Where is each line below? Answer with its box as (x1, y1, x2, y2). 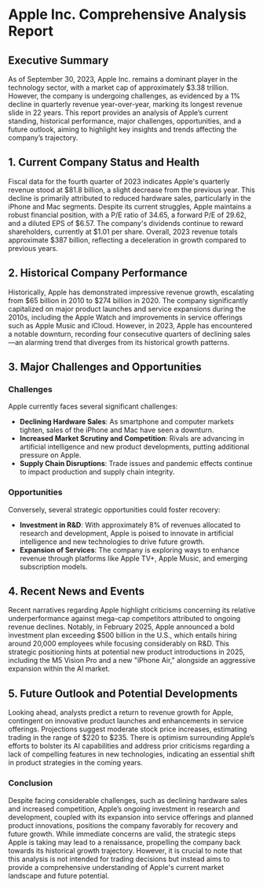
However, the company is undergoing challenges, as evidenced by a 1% (8, 91, 241, 100)
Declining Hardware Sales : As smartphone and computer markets (19, 417, 234, 427)
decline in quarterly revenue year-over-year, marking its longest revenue (8, 100, 243, 109)
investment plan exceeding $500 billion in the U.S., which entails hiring (8, 631, 237, 640)
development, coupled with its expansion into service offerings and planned (8, 812, 254, 822)
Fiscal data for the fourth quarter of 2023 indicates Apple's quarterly (8, 176, 230, 186)
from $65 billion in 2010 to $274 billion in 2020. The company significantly (8, 295, 249, 305)
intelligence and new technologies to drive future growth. (19, 537, 205, 546)
